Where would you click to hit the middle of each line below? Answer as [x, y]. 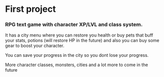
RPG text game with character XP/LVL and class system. [74, 25]
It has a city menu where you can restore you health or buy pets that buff [79, 35]
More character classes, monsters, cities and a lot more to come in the [77, 65]
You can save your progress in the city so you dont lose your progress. [77, 55]
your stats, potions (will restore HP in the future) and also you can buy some [82, 40]
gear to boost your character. [35, 46]
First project [31, 9]
